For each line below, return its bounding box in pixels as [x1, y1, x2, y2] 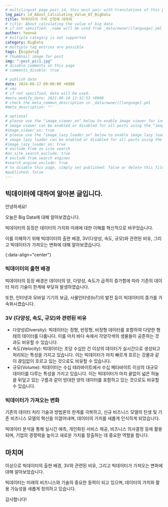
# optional [5, 114, 28, 119]
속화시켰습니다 [5, 301, 34, 307]
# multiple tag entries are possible [5, 45, 84, 50]
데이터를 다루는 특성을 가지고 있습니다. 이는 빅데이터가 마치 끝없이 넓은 [12, 370, 150, 376]
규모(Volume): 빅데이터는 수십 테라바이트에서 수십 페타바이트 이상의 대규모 [12, 364, 158, 370]
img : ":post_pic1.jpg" [5, 59, 52, 64]
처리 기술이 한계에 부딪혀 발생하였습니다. [10, 284, 89, 290]
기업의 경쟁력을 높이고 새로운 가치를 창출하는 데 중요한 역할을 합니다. [15, 432, 149, 438]
